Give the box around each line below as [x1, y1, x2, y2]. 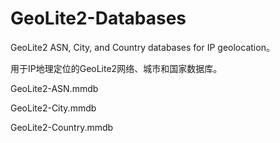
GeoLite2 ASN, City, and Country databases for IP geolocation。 [10, 41, 275, 53]
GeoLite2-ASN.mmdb [10, 82, 99, 94]
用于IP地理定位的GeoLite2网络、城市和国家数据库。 [10, 62, 223, 74]
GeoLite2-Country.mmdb [10, 121, 114, 133]
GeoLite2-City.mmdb [10, 102, 97, 114]
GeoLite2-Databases [10, 7, 187, 30]
